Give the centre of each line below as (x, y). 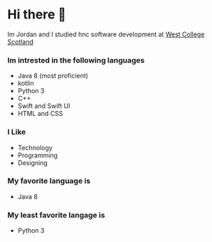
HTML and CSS (40, 114)
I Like (17, 132)
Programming (38, 155)
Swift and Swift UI (44, 106)
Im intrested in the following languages (76, 60)
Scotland (21, 41)
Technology (35, 147)
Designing (32, 162)
